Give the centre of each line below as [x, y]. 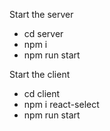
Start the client [40, 74]
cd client [42, 93]
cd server [43, 33]
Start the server [41, 14]
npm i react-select [61, 104]
